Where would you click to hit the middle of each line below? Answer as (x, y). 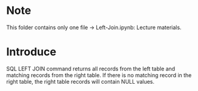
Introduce (31, 52)
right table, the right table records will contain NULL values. (81, 81)
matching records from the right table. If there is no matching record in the (99, 75)
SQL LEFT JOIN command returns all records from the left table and (91, 69)
